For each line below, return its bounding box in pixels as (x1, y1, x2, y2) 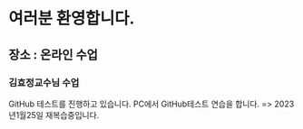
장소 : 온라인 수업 (8, 47, 99, 62)
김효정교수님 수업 (8, 76, 80, 88)
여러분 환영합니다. (8, 8, 135, 29)
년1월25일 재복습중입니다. (8, 109, 100, 120)
